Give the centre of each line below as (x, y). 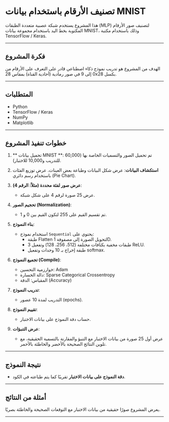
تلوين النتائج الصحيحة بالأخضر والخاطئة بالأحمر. (63, 344)
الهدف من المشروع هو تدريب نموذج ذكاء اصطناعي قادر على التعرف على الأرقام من (83, 68)
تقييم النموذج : (25, 309)
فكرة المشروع (25, 57)
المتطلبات (19, 94)
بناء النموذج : (24, 224)
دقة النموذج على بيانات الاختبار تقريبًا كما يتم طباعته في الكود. (69, 377)
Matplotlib (23, 122)
